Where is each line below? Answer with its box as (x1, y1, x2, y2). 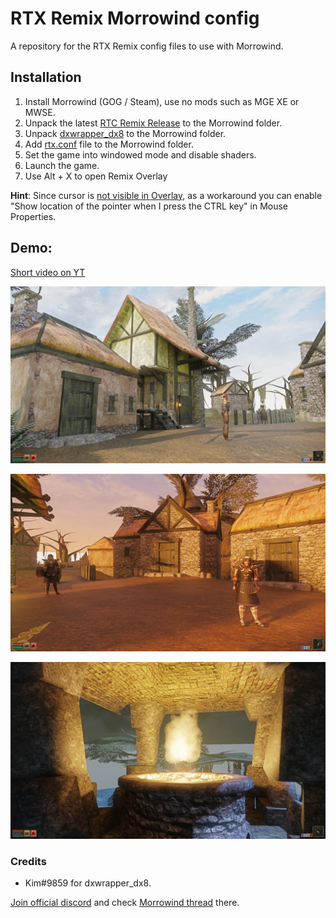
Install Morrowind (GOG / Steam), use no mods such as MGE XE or (24, 95, 300, 107)
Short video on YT (10, 266, 86, 278)
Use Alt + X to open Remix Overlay (24, 170, 168, 182)
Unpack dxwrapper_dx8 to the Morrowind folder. (24, 127, 227, 139)
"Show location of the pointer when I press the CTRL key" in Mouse (10, 200, 289, 212)
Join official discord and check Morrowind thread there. (10, 897, 240, 909)
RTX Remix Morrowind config (10, 7, 260, 30)
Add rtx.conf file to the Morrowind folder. (24, 138, 194, 150)
